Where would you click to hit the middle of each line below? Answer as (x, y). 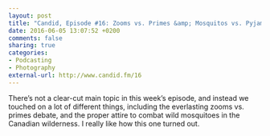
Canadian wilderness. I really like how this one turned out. (104, 123)
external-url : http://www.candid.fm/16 (75, 75)
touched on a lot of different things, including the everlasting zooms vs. (127, 106)
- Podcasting (30, 61)
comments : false (35, 38)
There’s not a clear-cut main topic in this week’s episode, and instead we (129, 98)
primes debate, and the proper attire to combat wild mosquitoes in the (124, 115)
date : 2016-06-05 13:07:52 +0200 (64, 30)
